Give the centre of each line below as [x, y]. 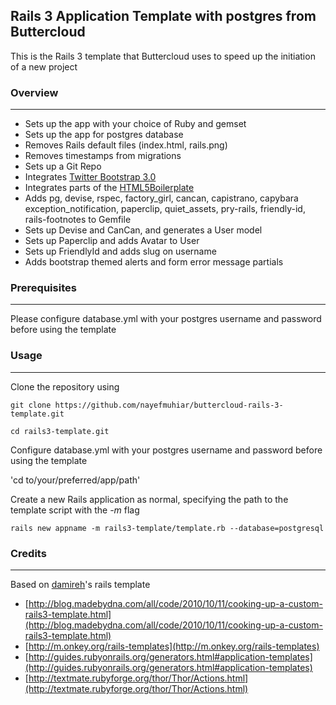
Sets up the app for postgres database [104, 135]
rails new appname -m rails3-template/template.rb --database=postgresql [167, 528]
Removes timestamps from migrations [103, 156]
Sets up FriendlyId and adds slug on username [120, 251]
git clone [31, 405]
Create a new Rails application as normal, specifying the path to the [149, 499]
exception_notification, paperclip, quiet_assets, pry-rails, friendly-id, [165, 209]
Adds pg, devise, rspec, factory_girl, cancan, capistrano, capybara [161, 198]
